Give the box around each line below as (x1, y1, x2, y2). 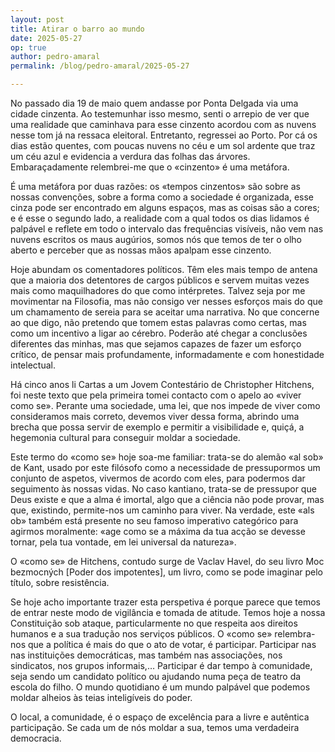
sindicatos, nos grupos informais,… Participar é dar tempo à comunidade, (10, 660, 313, 671)
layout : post (10, 14, 65, 25)
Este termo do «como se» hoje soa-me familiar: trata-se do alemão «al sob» (10, 451, 324, 463)
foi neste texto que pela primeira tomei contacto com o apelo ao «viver (10, 389, 302, 401)
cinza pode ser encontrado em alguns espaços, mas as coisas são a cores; (10, 202, 320, 213)
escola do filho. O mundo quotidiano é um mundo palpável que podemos (10, 681, 311, 693)
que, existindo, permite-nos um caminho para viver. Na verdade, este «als (10, 504, 315, 516)
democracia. (10, 732, 62, 744)
